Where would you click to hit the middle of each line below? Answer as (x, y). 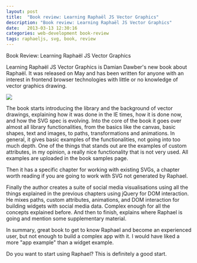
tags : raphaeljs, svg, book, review (51, 39)
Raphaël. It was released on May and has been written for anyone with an (95, 73)
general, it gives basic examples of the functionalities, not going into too (93, 139)
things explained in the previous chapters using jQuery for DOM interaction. (98, 194)
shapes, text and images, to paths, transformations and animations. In (91, 133)
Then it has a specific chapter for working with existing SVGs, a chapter (93, 169)
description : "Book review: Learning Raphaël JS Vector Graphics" (89, 22)
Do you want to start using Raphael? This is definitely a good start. (86, 254)
